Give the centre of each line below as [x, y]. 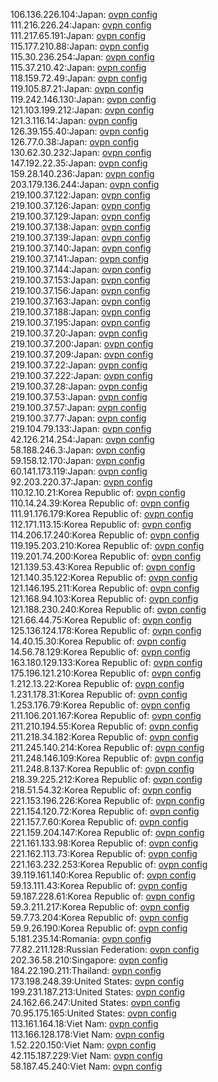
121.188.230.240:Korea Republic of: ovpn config [108, 609]
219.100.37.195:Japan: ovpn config [80, 322]
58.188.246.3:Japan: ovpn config [78, 450]
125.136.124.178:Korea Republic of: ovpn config [106, 630]
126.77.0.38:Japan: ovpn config [75, 142]
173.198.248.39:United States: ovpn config [97, 981]
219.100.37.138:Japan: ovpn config [80, 227]
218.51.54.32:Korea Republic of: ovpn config [101, 790]
